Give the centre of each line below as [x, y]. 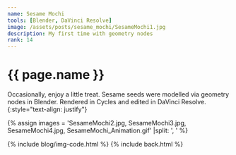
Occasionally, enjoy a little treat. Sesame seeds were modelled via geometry [118, 94]
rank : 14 [20, 40]
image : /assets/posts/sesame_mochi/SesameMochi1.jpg [87, 27]
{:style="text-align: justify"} [47, 109]
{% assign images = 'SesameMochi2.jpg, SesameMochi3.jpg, [97, 123]
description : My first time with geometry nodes [80, 33]
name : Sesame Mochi [36, 14]
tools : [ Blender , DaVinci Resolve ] [60, 20]
